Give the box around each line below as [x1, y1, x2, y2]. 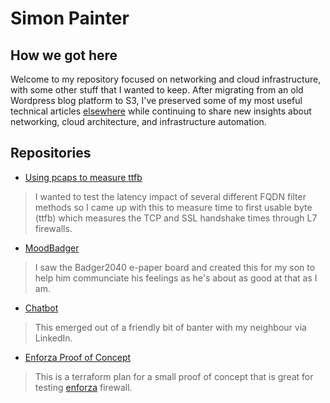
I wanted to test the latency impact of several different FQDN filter [34, 190, 307, 202]
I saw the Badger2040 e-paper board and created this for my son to [34, 261, 316, 273]
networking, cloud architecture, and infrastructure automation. [10, 116, 267, 127]
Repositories [10, 145, 92, 162]
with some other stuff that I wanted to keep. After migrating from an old [10, 84, 304, 96]
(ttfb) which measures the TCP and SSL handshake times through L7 [34, 212, 318, 224]
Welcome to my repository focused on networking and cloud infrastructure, [10, 73, 322, 85]
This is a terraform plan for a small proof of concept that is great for [34, 370, 314, 382]
